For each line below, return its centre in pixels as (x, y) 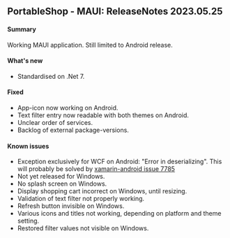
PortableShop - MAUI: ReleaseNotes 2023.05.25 (115, 12)
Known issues (28, 146)
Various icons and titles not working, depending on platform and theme (119, 214)
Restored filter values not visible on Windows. (83, 228)
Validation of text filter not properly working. (81, 199)
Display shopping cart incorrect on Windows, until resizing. (102, 191)
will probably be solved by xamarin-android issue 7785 (96, 169)
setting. (28, 221)
